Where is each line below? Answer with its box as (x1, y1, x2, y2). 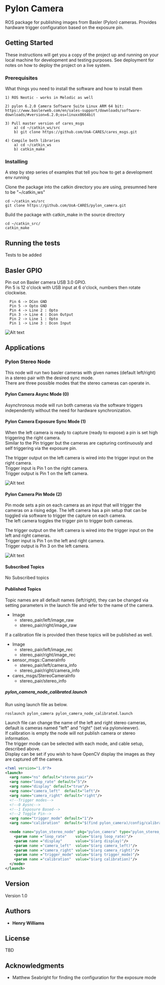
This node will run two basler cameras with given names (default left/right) (5, 369, 156, 375)
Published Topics (5, 586, 41, 592)
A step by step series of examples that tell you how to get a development (5, 169, 153, 175)
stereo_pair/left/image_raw (19, 617, 74, 623)
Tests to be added (5, 252, 42, 258)
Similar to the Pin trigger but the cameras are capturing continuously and (5, 440, 153, 446)
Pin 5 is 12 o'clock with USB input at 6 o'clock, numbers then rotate (5, 284, 141, 290)
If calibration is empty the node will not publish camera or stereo (5, 730, 136, 736)
